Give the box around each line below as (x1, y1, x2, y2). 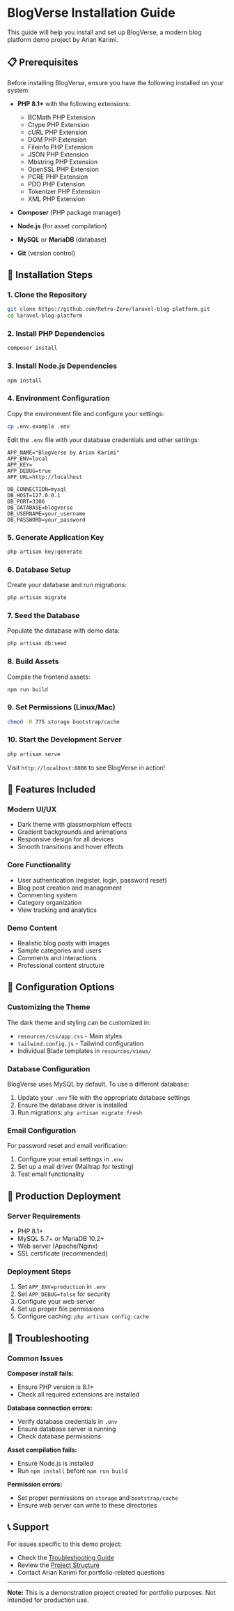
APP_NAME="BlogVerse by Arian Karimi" (7, 449, 120, 456)
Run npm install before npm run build (17, 1466, 128, 1475)
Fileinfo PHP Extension (27, 142, 93, 151)
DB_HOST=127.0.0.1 (7, 492, 61, 499)
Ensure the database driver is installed (17, 1101, 127, 1109)
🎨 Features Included (7, 784, 96, 795)
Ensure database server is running (17, 1425, 116, 1433)
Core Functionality (7, 860, 72, 870)
